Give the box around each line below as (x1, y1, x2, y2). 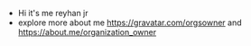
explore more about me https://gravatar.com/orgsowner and (17, 17, 242, 28)
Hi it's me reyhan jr (17, 8, 88, 18)
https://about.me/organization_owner (17, 27, 156, 37)
